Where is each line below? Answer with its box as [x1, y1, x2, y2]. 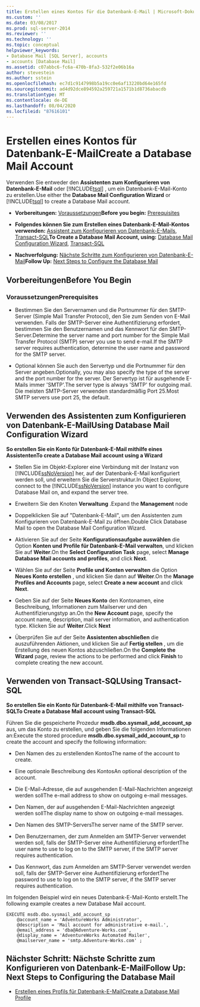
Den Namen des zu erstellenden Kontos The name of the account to [14, 749, 180, 756]
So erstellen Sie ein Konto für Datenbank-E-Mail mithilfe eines [6, 445, 162, 452]
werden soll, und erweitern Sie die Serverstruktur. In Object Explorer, [14, 476, 182, 483]
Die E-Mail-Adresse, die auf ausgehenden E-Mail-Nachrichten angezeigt [14, 785, 193, 792]
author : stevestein [6, 70, 55, 76]
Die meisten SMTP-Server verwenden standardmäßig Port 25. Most [14, 387, 179, 395]
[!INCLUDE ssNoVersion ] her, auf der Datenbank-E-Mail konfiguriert [14, 470, 180, 477]
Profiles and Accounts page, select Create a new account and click [14, 578, 183, 586]
